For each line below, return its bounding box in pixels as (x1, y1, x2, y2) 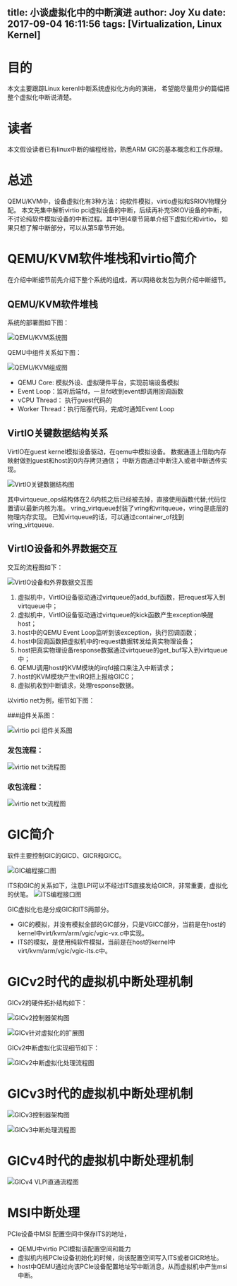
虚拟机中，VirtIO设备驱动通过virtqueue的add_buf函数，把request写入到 (17, 593, 226, 601)
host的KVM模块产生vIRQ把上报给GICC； (17, 672, 136, 681)
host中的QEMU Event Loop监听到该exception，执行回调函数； (17, 628, 199, 636)
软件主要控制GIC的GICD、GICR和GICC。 (7, 851, 126, 860)
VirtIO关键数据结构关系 (7, 427, 109, 439)
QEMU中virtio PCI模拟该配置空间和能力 (17, 1244, 131, 1253)
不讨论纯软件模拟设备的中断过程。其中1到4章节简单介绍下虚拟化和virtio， (7, 214, 220, 224)
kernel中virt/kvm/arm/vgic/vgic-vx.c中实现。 (17, 929, 148, 938)
